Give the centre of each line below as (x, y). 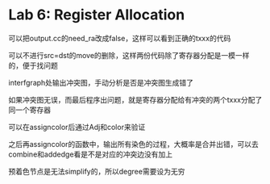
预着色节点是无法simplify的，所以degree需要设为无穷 (97, 171)
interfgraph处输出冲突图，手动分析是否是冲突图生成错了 (101, 82)
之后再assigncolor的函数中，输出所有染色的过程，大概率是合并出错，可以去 (134, 144)
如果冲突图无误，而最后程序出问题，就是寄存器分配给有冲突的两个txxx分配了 (135, 99)
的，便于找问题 (33, 65)
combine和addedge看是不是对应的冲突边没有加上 (91, 154)
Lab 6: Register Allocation (97, 15)
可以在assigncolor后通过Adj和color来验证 (77, 127)
